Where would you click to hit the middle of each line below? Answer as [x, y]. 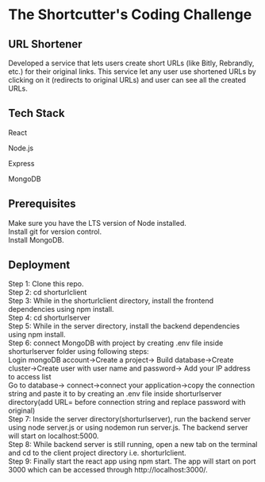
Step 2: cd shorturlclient [48, 293]
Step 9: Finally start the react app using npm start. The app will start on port [132, 461]
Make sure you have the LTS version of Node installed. [97, 223]
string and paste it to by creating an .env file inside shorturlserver [115, 394]
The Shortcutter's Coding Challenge [130, 15]
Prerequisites [42, 204]
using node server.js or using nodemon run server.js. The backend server [128, 428]
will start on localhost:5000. [54, 436]
